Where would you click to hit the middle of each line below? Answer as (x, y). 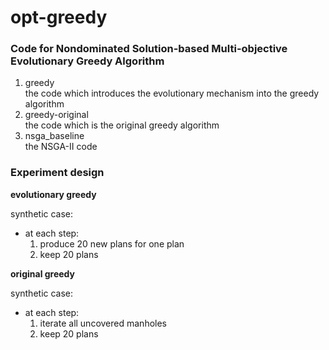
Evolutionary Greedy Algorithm (87, 61)
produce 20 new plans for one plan (112, 243)
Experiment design (57, 173)
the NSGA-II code (61, 147)
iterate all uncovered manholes (103, 323)
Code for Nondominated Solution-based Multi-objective (149, 49)
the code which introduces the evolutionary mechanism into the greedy (172, 93)
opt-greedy (59, 17)
